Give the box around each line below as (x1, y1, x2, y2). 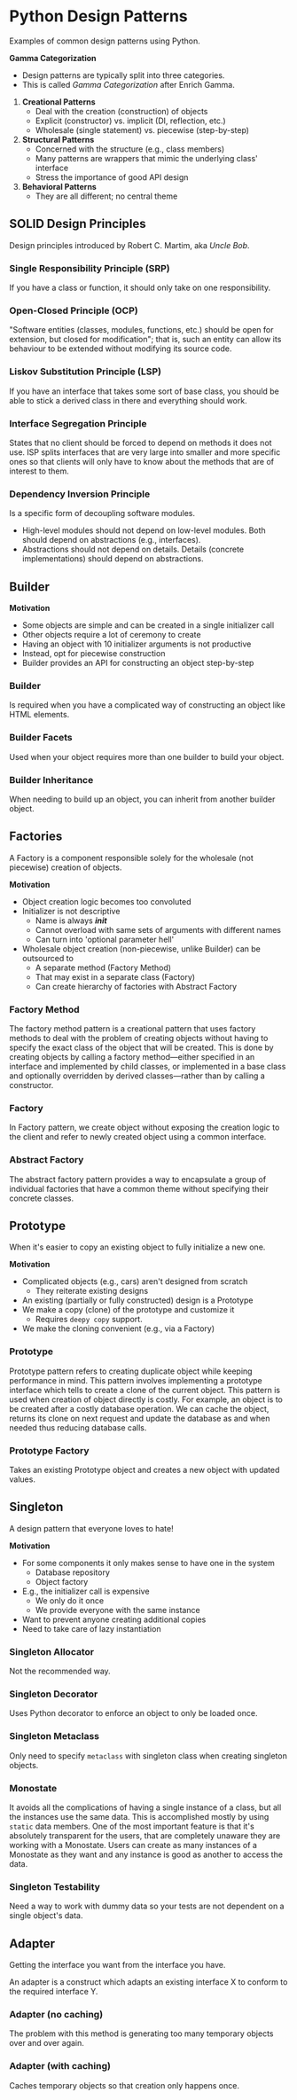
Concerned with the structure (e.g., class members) (35, 144, 225, 154)
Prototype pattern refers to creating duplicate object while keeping (9, 1366, 253, 1376)
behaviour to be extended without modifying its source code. (9, 343, 232, 354)
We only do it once (35, 1595, 105, 1606)
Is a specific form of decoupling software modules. (9, 508, 196, 519)
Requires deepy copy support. (35, 1314, 144, 1325)
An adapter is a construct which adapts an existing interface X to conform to (9, 1977, 288, 1987)
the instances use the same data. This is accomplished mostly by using (9, 1812, 270, 1822)
